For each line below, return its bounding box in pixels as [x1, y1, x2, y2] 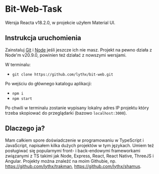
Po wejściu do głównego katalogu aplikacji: [5, 80, 92, 86]
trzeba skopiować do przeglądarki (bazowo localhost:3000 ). [5, 110, 127, 116]
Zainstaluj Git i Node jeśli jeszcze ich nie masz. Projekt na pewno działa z [5, 47, 152, 52]
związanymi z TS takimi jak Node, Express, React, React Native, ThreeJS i [5, 153, 154, 159]
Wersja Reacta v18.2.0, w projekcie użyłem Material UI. [5, 20, 115, 25]
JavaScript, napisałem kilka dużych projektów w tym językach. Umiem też [5, 142, 154, 148]
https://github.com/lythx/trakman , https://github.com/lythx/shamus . [5, 163, 142, 169]
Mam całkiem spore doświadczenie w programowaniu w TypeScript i [5, 137, 144, 143]
